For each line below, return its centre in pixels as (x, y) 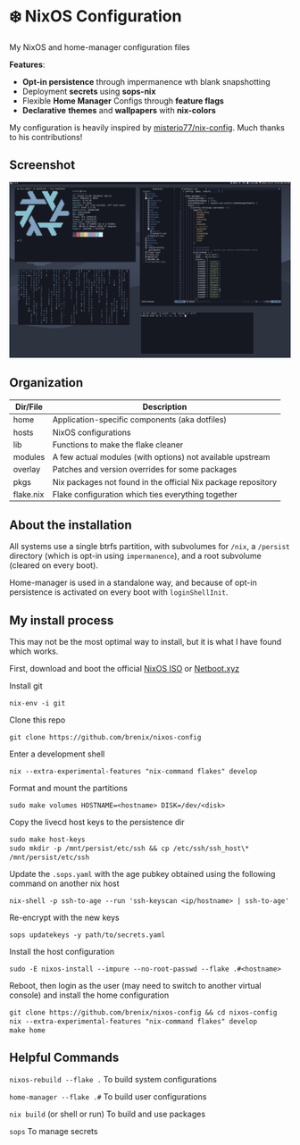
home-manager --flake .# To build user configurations (108, 1096)
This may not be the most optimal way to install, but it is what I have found (146, 641)
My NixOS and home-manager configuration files (100, 47)
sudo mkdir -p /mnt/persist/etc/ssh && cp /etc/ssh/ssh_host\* (129, 848)
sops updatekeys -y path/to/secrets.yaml (87, 935)
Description (165, 407)
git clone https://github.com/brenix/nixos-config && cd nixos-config (143, 1012)
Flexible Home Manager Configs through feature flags (123, 100)
